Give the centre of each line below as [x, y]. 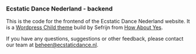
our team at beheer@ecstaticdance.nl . [52, 45]
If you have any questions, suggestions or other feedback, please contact [95, 39]
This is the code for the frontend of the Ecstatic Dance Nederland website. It [98, 21]
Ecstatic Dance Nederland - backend [59, 9]
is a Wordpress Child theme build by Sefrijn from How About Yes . [85, 27]
